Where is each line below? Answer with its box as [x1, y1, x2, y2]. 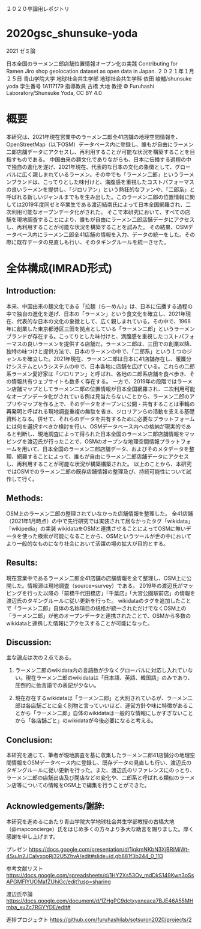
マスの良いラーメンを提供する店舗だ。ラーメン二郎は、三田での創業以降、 [11, 340, 195, 347]
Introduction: [6, 286, 56, 296]
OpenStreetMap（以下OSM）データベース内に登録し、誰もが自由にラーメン [6, 141, 194, 148]
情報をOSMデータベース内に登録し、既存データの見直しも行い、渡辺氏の [11, 759, 192, 766]
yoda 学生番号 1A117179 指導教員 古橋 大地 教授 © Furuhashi [6, 82, 154, 90]
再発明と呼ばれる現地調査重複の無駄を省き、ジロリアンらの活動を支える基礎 [6, 407, 195, 415]
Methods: [6, 493, 43, 504]
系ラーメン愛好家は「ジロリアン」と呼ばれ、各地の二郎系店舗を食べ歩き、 [6, 370, 190, 377]
